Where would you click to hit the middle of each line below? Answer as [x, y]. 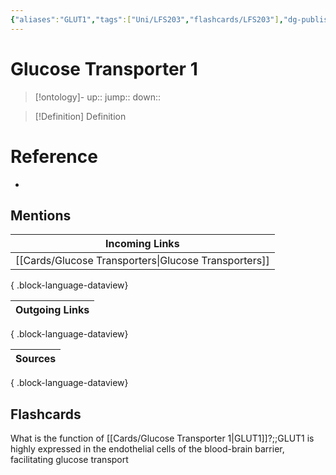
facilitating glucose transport [69, 460]
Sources [36, 359]
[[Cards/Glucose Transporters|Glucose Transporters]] [142, 261]
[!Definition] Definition [80, 116]
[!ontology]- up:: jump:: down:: [98, 97]
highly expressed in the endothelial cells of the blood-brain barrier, [147, 449]
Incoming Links [142, 244]
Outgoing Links [52, 310]
